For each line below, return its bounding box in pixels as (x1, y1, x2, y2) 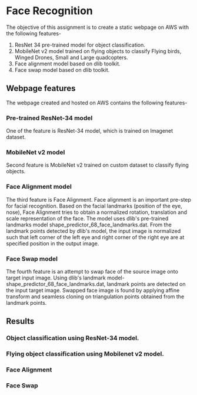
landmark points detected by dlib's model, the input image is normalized (6, 227, 181, 234)
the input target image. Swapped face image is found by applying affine (6, 287, 180, 294)
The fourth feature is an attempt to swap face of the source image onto (6, 268, 178, 275)
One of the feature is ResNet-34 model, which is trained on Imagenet (6, 127, 173, 134)
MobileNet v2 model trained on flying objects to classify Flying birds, (14, 47, 182, 54)
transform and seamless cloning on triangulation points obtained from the (6, 293, 185, 300)
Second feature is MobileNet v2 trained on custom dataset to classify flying (6, 162, 189, 169)
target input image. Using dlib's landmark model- (6, 274, 125, 281)
